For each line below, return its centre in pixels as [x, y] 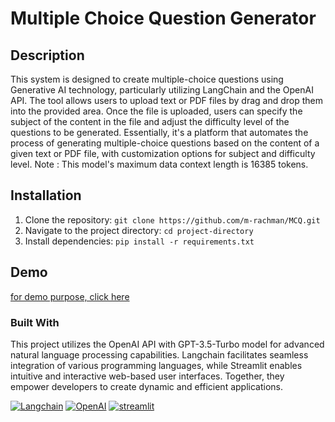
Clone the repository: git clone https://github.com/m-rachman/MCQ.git [172, 219]
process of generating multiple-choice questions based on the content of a [165, 143]
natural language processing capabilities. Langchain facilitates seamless [159, 354]
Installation [46, 195]
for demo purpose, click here [70, 296]
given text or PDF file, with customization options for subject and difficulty [163, 153]
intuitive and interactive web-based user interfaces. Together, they [147, 376]
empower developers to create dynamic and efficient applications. [146, 386]
